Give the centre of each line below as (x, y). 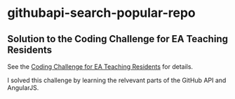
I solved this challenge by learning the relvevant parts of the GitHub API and (117, 80)
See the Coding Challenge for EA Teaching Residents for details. (100, 67)
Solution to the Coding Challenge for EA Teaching (117, 39)
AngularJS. (23, 88)
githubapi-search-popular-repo (102, 13)
